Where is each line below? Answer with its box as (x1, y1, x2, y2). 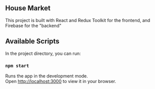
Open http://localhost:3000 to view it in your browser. (5, 78, 117, 84)
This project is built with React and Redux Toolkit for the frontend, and (5, 17, 150, 23)
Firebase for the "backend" (5, 22, 62, 28)
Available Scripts (5, 37, 59, 45)
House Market (5, 4, 51, 12)
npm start (5, 62, 29, 68)
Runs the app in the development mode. (5, 72, 88, 79)
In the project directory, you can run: (5, 50, 81, 56)
